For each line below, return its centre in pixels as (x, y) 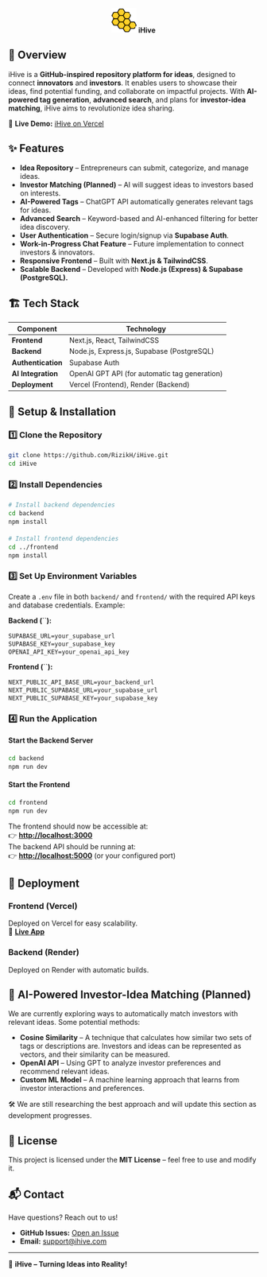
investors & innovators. (57, 252)
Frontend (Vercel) (43, 906)
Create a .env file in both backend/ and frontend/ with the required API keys (132, 596)
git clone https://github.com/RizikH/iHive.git (89, 456)
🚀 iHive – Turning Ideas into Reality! (68, 1264)
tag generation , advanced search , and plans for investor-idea (143, 99)
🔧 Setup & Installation (62, 412)
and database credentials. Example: (67, 605)
